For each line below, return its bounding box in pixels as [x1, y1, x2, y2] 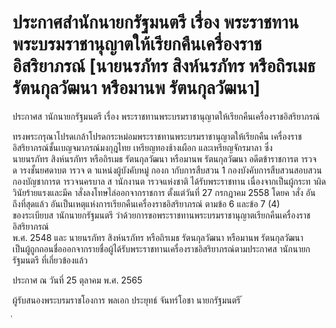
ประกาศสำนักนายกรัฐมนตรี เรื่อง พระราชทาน [12, 11, 299, 34]
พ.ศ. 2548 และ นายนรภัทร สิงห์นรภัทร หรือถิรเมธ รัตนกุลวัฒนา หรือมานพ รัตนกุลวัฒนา [12, 231, 304, 243]
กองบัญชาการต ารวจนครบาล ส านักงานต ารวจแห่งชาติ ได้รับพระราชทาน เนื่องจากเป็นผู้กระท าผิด [12, 175, 327, 187]
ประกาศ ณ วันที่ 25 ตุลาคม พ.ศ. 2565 [12, 274, 143, 286]
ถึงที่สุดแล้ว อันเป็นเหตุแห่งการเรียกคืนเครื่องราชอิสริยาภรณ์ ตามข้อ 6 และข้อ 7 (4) [12, 197, 280, 210]
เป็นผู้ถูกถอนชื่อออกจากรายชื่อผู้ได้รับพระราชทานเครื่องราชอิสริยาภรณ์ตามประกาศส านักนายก [12, 242, 311, 255]
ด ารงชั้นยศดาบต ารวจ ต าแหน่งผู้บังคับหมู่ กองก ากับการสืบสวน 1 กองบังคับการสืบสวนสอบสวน [12, 164, 322, 176]
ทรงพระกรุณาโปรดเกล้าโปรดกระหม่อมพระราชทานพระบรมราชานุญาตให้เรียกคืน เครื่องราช [12, 130, 302, 142]
